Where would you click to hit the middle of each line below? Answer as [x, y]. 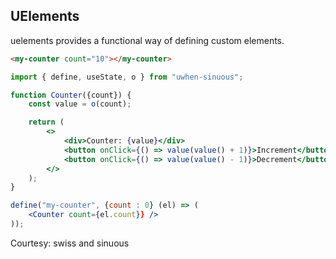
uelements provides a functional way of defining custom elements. [147, 40]
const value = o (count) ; [80, 104]
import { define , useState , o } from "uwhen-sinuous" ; [127, 77]
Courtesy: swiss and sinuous [70, 243]
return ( [46, 122]
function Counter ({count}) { [71, 95]
